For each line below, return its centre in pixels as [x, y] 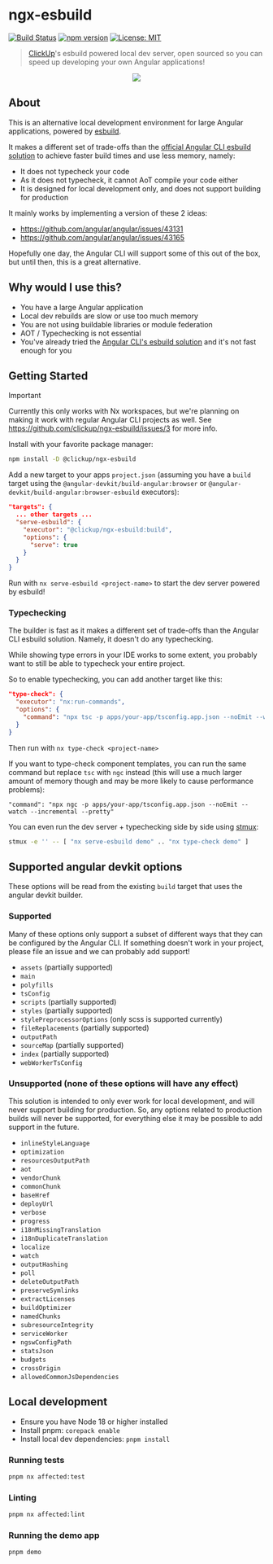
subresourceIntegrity [56, 1325]
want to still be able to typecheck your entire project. [97, 664]
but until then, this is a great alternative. [75, 261]
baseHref [35, 1195]
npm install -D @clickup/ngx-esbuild [72, 459]
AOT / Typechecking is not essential [80, 333]
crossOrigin [40, 1368]
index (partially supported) [65, 1054]
